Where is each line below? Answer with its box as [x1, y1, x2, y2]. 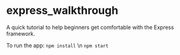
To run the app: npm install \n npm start [6, 42, 109, 49]
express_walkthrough [6, 4, 119, 18]
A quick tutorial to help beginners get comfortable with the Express [6, 24, 175, 31]
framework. [6, 30, 35, 37]
